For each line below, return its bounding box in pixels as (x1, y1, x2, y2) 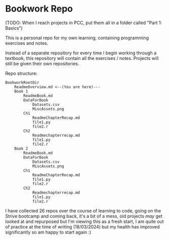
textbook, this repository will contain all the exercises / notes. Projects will (5, 55, 159, 61)
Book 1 (14, 89, 28, 94)
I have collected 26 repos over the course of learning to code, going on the (5, 207, 161, 214)
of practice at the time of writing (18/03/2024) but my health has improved (5, 223, 160, 229)
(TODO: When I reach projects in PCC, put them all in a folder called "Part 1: (5, 20, 162, 26)
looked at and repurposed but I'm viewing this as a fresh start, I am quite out (5, 218, 164, 224)
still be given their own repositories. (5, 60, 80, 66)
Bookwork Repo (5, 3, 73, 15)
